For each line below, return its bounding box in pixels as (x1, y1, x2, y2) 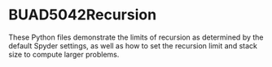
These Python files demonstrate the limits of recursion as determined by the (8, 32, 264, 42)
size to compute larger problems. (8, 49, 120, 59)
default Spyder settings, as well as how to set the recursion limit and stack (8, 40, 258, 50)
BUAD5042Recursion (8, 6, 157, 24)
